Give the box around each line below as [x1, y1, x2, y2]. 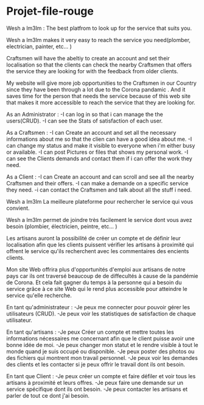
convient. [6, 204, 30, 212]
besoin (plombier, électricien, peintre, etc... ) [6, 223, 118, 230]
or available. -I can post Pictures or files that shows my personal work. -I [6, 148, 189, 156]
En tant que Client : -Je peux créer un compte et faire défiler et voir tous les [6, 372, 196, 379]
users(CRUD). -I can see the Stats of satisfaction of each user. [6, 117, 163, 124]
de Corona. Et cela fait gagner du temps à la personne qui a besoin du [6, 279, 182, 286]
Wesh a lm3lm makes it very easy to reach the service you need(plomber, [6, 36, 191, 43]
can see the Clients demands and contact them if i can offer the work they [6, 154, 193, 162]
